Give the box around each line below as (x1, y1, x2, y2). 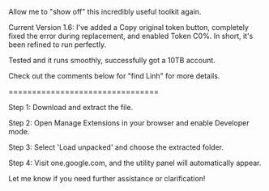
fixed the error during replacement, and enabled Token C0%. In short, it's (8, 32, 254, 40)
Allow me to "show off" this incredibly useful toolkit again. (8, 7, 202, 16)
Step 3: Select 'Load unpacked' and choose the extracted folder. (8, 142, 224, 152)
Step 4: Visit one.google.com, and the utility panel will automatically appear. (8, 158, 262, 168)
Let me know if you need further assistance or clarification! (8, 174, 206, 183)
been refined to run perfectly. (8, 40, 107, 49)
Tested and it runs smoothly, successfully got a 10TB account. (8, 56, 216, 65)
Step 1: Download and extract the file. (8, 103, 134, 112)
